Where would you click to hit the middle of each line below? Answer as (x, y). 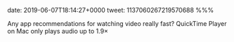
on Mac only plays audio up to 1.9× (58, 31)
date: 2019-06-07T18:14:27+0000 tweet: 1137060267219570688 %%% (111, 10)
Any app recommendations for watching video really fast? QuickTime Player (117, 23)
